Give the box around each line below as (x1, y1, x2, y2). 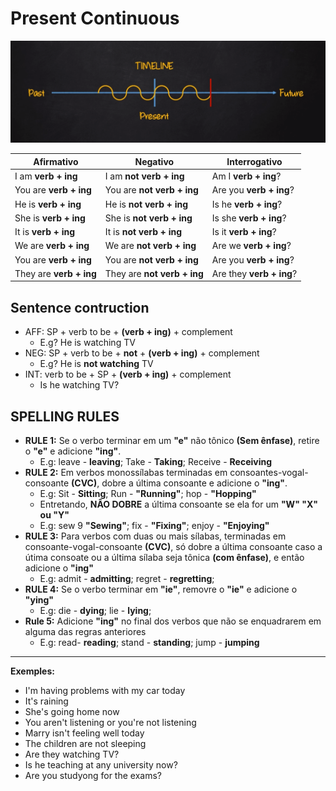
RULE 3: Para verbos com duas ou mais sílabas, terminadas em (24, 530, 287, 542)
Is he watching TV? (39, 379, 120, 391)
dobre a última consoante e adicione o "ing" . (101, 477, 288, 489)
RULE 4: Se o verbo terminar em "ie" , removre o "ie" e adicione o (24, 583, 298, 595)
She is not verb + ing (104, 212, 193, 224)
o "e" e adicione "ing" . (24, 445, 122, 457)
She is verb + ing (14, 212, 86, 224)
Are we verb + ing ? (211, 240, 292, 252)
